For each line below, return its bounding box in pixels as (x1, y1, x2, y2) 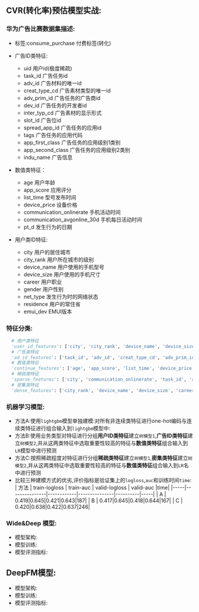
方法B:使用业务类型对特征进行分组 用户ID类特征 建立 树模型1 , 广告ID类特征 (14, 432, 188, 439)
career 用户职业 (23, 278, 62, 285)
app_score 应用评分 (23, 186, 72, 193)
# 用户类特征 (11, 337, 40, 344)
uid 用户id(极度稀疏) (23, 65, 72, 72)
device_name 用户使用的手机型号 (23, 263, 105, 270)
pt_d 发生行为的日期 (23, 223, 72, 230)
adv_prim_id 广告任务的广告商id (23, 94, 101, 101)
